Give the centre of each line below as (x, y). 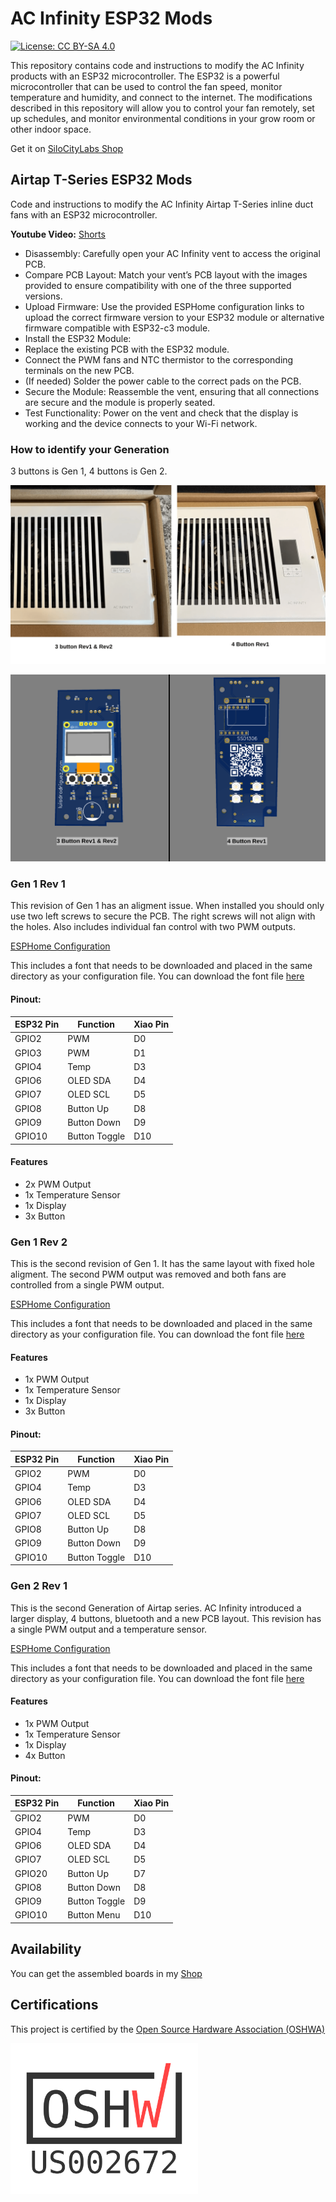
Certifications (54, 2005)
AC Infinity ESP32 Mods (111, 18)
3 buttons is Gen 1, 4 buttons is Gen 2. (89, 471)
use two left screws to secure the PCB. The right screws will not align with (163, 916)
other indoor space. (51, 129)
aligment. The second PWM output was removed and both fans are (148, 1274)
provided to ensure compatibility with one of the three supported (158, 285)
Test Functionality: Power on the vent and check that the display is (161, 413)
